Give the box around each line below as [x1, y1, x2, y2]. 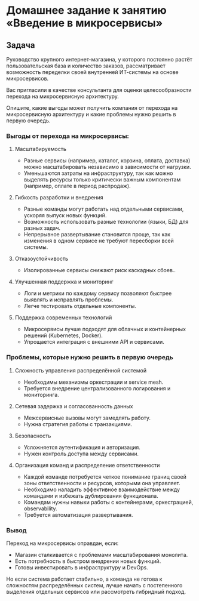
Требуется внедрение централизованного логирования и [23, 384, 171, 392]
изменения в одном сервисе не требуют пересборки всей [23, 237, 174, 245]
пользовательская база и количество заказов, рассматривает [6, 62, 166, 69]
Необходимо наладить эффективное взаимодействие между [23, 486, 180, 493]
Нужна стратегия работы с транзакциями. [23, 420, 133, 427]
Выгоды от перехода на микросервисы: [6, 132, 130, 140]
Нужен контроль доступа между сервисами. [23, 450, 139, 457]
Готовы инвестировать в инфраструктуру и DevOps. [14, 563, 148, 571]
